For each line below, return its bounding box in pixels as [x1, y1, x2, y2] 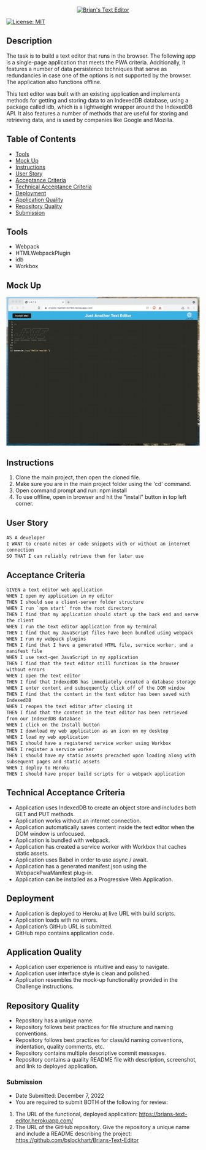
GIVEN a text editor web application [6, 587, 103, 593]
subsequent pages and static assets [6, 758, 100, 765]
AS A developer [6, 534, 45, 541]
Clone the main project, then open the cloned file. [15, 474, 141, 481]
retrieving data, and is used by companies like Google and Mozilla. [6, 116, 174, 123]
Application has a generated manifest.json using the [15, 862, 147, 870]
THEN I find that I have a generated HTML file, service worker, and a [6, 642, 193, 649]
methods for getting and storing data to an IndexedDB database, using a [6, 96, 189, 104]
